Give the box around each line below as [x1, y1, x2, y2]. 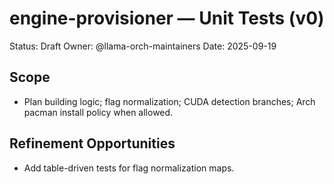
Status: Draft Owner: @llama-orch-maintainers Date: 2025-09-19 [9, 40, 277, 52]
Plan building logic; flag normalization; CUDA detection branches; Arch [23, 95, 316, 107]
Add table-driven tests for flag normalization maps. [23, 162, 235, 174]
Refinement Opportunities [9, 135, 176, 152]
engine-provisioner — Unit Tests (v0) [9, 7, 325, 30]
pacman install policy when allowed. [23, 106, 174, 118]
